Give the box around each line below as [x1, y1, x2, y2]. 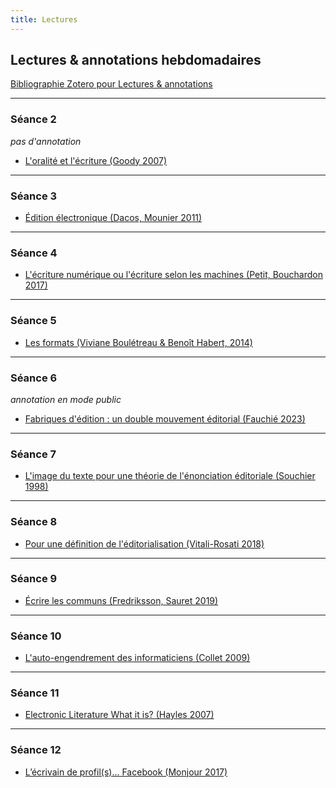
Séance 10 [10, 629, 62, 643]
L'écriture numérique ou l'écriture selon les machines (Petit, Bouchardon [24, 269, 323, 281]
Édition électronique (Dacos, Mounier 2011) [24, 212, 203, 224]
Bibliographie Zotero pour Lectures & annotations [10, 78, 213, 90]
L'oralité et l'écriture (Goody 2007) [24, 154, 168, 166]
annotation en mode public [10, 393, 122, 405]
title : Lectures [10, 14, 78, 25]
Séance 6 [10, 371, 58, 385]
